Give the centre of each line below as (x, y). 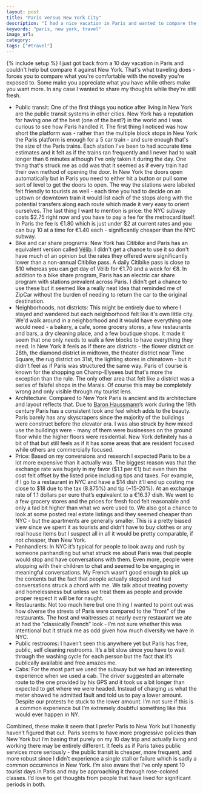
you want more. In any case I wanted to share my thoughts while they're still (101, 89)
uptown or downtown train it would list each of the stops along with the (104, 198)
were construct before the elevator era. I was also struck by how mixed (104, 424)
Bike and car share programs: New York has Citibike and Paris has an (101, 243)
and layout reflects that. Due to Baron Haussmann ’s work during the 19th (105, 404)
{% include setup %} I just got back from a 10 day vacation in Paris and (95, 63)
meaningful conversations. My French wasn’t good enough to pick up (102, 572)
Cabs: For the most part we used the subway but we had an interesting (103, 669)
